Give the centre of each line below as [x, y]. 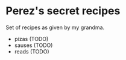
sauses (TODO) [33, 45]
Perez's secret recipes [63, 11]
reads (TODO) [32, 51]
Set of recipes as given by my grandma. [55, 27]
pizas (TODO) [31, 39]
